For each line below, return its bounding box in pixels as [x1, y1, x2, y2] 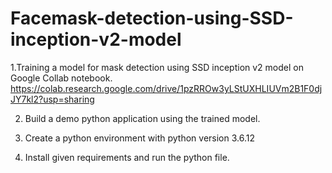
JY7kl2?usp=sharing [10, 93, 95, 105]
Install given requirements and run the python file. [24, 151, 230, 163]
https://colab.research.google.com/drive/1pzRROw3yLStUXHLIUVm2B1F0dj [10, 82, 323, 94]
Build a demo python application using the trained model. [24, 112, 261, 124]
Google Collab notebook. [10, 72, 113, 84]
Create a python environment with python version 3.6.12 [24, 132, 255, 144]
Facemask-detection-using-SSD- [10, 7, 294, 30]
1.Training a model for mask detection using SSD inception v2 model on [10, 61, 304, 73]
